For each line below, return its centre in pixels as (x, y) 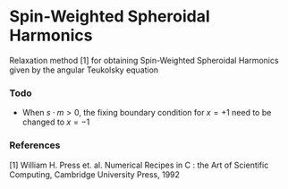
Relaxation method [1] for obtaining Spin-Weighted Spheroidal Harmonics (144, 60)
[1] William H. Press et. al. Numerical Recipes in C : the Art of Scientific (139, 165)
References (35, 145)
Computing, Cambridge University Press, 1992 (95, 174)
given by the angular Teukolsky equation (84, 70)
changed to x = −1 (56, 122)
